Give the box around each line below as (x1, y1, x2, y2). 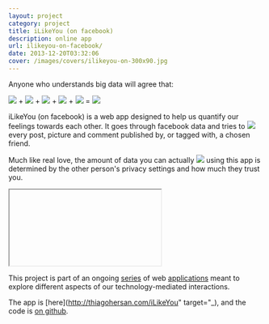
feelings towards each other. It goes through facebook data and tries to (8, 121, 246, 130)
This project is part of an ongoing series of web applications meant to (8, 273, 240, 283)
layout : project (8, 11, 63, 20)
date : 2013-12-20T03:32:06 (8, 49, 99, 58)
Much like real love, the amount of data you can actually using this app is (8, 155, 261, 164)
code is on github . (8, 305, 69, 316)
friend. (8, 139, 31, 148)
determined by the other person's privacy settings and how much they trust (8, 164, 260, 173)
